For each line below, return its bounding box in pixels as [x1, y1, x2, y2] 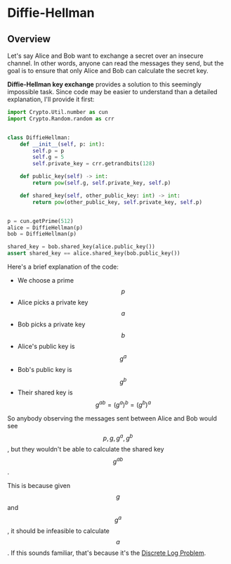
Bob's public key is [17, 365, 72, 373]
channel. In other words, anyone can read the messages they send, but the [7, 59, 224, 68]
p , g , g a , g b [103, 432, 133, 442]
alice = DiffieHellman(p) [7, 224, 83, 231]
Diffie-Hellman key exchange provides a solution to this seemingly [7, 80, 202, 89]
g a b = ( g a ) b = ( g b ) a [95, 399, 152, 409]
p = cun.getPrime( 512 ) [7, 217, 74, 224]
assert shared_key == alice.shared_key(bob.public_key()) [7, 250, 180, 257]
